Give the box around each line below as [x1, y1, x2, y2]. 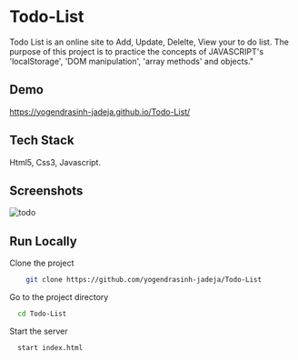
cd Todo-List [17, 309, 67, 319]
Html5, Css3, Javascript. [9, 156, 102, 167]
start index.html [17, 343, 84, 352]
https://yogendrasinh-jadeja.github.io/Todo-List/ [9, 106, 191, 117]
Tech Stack [9, 133, 74, 148]
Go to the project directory [9, 292, 109, 303]
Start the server [9, 325, 68, 336]
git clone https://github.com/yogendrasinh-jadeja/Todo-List [25, 275, 262, 285]
